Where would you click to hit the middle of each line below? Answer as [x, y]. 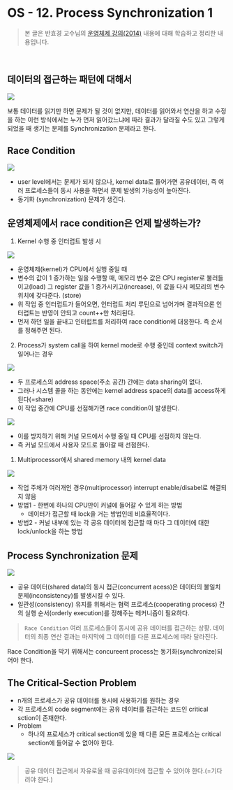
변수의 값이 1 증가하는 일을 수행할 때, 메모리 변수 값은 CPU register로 [111, 278]
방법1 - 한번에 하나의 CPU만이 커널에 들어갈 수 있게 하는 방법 [100, 505]
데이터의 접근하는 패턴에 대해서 [70, 79]
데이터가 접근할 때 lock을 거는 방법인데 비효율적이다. [99, 514]
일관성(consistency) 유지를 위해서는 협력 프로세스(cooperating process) [117, 604]
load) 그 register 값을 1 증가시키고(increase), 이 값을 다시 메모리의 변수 [128, 287]
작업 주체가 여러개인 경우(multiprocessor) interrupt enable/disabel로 [113, 488]
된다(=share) [35, 399]
